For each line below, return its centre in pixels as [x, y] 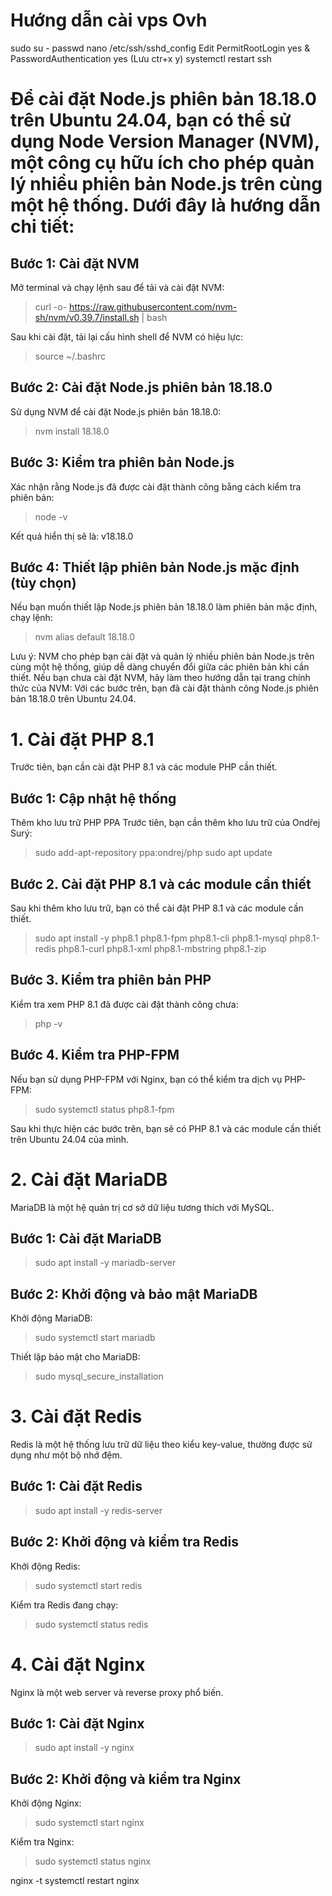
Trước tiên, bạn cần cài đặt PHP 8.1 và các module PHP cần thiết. [144, 767]
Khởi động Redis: [45, 1566]
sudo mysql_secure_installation [99, 1376]
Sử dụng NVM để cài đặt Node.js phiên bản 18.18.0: [116, 411]
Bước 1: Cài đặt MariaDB [86, 1238]
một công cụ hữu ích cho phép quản [162, 163]
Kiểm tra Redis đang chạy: [64, 1605]
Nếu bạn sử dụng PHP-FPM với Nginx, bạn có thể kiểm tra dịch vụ [146, 1079]
